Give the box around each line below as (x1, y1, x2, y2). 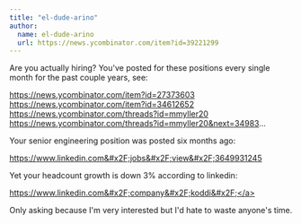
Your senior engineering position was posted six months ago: (9, 135, 236, 146)
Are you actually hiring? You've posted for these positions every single (9, 63, 270, 73)
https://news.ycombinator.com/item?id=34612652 (9, 99, 195, 110)
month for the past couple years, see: (9, 73, 148, 83)
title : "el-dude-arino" (9, 13, 99, 22)
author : (9, 22, 39, 30)
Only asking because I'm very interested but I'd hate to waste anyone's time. (9, 205, 293, 216)
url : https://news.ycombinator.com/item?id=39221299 (17, 38, 219, 47)
